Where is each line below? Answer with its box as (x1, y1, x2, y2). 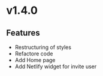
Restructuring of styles (14, 43, 72, 51)
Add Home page (14, 57, 56, 63)
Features (6, 28, 40, 38)
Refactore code (14, 50, 53, 57)
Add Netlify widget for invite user (14, 63, 97, 70)
